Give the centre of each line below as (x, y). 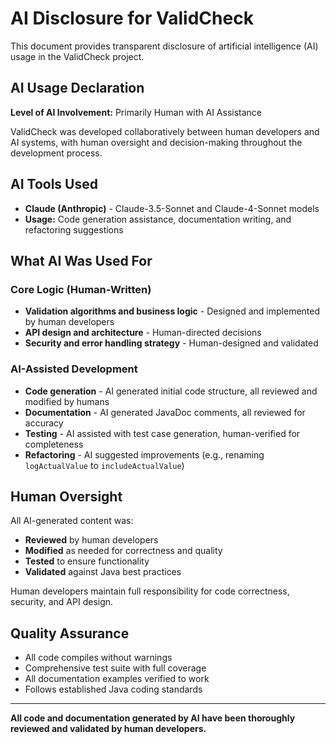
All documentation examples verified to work (117, 679)
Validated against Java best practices (103, 572)
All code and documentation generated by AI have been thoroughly (153, 718)
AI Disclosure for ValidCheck (132, 18)
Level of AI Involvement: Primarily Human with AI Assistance (136, 112)
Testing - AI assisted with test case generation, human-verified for (162, 433)
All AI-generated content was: (72, 521)
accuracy (44, 423)
